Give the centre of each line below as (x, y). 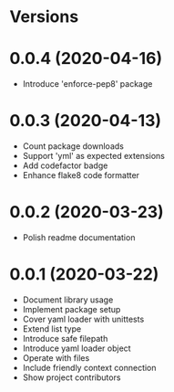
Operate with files (56, 357)
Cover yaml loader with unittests (83, 319)
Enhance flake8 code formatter (81, 175)
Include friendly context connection (89, 367)
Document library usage (68, 300)
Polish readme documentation (79, 238)
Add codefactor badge (65, 165)
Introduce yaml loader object (77, 348)
